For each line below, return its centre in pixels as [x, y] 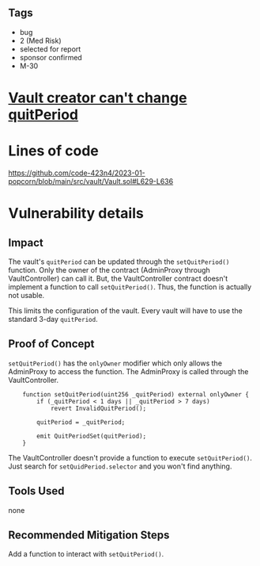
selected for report [50, 49]
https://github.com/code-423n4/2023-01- [77, 173]
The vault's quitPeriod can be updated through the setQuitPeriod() [119, 262]
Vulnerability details [76, 214]
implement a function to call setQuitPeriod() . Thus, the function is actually [130, 287]
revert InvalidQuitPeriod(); [98, 408]
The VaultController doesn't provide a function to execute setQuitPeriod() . [130, 457]
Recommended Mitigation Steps [89, 535]
